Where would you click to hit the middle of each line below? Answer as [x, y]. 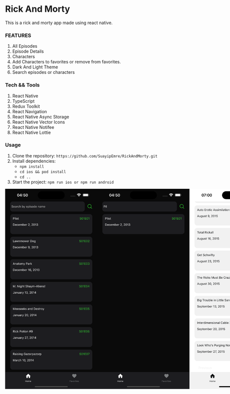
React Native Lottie [31, 132]
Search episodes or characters [43, 72]
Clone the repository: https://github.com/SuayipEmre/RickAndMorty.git [85, 155]
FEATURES [18, 35]
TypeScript [23, 101]
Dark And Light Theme [35, 67]
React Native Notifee [33, 127]
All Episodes [25, 46]
